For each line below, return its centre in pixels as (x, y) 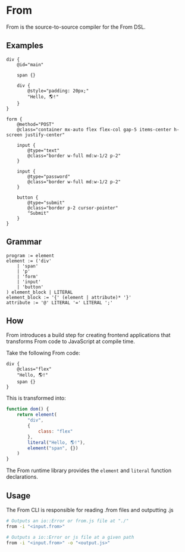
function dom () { (28, 409)
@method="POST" (36, 124)
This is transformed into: (36, 398)
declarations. (22, 477)
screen (14, 135)
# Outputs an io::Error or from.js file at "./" (68, 521)
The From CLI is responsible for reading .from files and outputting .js (90, 510)
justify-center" (45, 135)
